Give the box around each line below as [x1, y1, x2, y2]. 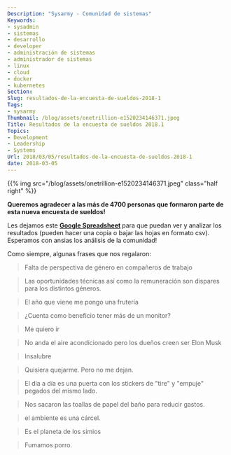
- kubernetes [7, 82, 45, 89]
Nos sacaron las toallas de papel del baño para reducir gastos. [24, 400, 205, 408]
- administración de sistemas [7, 50, 96, 57]
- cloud [7, 69, 30, 76]
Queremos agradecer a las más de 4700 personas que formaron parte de [7, 200, 224, 209]
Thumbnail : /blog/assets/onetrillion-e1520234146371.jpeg [7, 114, 180, 121]
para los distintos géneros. [24, 284, 101, 293]
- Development [7, 134, 49, 141]
